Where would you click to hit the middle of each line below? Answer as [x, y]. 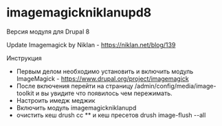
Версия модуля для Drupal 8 [48, 32]
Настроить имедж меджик [56, 100]
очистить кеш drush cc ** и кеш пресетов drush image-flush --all [111, 115]
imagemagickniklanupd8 [79, 13]
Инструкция [24, 58]
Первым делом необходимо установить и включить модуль [105, 71]
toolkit [25, 93]
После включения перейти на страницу [75, 86]
